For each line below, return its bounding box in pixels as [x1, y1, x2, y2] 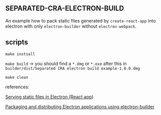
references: [5, 84, 30, 90]
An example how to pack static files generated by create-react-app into [5, 17, 156, 24]
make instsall [5, 51, 36, 57]
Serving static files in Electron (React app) [5, 94, 94, 100]
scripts [5, 38, 28, 47]
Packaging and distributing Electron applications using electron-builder [5, 103, 154, 109]
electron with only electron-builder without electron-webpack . [5, 23, 137, 29]
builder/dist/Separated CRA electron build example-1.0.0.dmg [5, 66, 140, 71]
